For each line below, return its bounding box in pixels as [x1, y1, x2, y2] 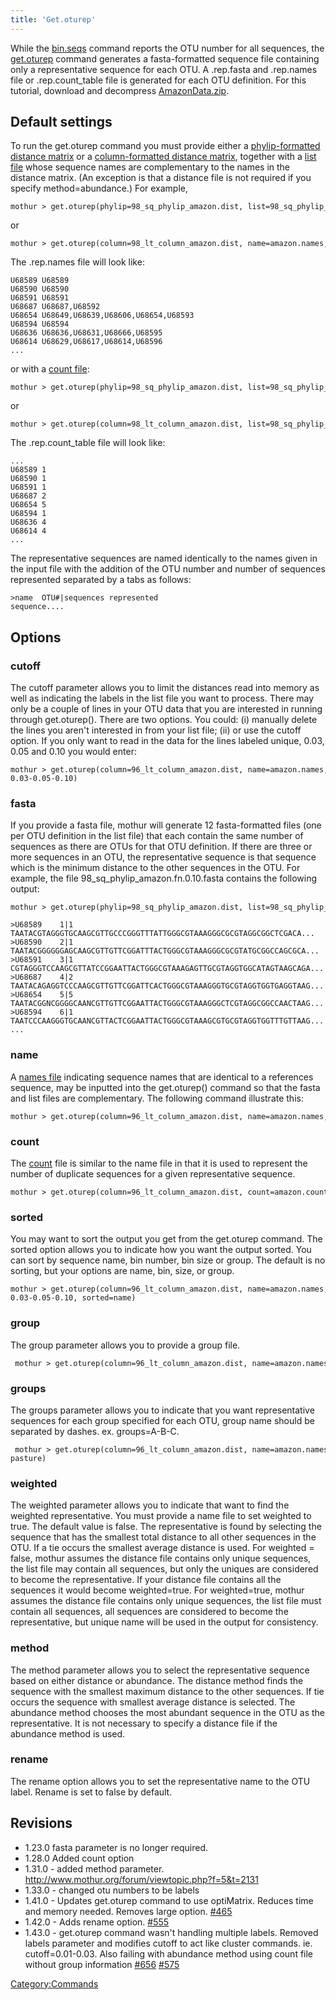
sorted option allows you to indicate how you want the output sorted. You [10, 1244, 312, 1256]
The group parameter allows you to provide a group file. [10, 1339, 241, 1351]
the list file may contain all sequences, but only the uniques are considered [10, 1563, 319, 1575]
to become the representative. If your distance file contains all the [10, 1574, 282, 1586]
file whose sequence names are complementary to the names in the [10, 161, 291, 173]
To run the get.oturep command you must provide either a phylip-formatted [10, 140, 321, 152]
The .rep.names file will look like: [10, 256, 145, 268]
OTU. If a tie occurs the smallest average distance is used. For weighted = [10, 1542, 315, 1554]
